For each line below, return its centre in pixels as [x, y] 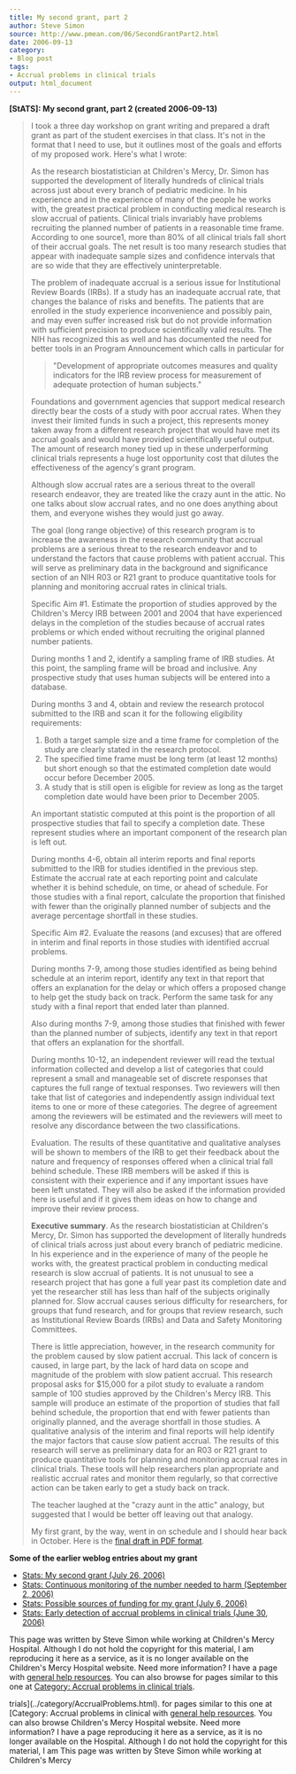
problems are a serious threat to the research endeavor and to [144, 549]
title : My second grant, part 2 [68, 17]
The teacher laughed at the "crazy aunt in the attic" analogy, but [148, 1505]
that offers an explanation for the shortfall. [107, 1042]
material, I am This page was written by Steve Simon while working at [136, 1750]
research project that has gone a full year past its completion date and [159, 1282]
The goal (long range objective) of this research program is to [143, 530]
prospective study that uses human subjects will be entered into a [151, 677]
